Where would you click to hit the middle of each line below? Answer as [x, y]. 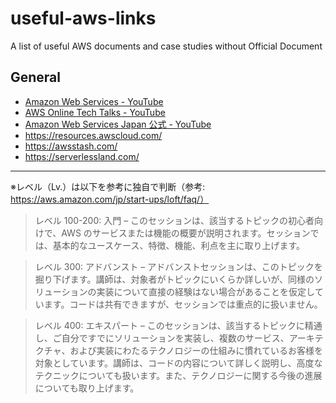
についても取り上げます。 [87, 388]
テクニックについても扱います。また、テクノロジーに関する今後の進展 [178, 375]
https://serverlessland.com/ [82, 156]
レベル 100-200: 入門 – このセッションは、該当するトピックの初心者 [174, 220]
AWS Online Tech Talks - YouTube [95, 112]
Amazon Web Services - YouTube [94, 101]
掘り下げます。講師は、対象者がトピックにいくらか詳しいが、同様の [174, 279]
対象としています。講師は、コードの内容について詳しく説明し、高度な [178, 363]
